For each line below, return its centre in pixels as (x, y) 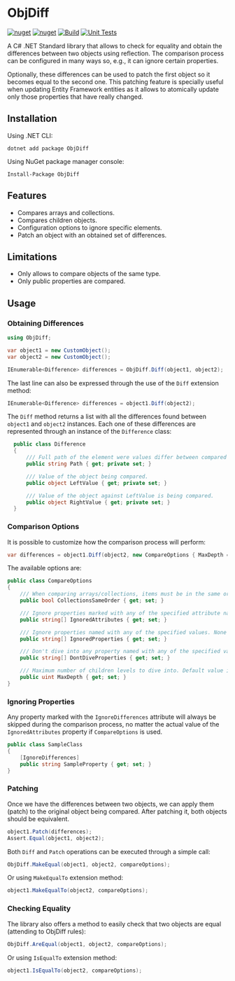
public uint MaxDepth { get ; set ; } (73, 678)
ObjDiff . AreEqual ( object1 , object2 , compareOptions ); (87, 944)
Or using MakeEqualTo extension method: (65, 878)
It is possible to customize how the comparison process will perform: (107, 542)
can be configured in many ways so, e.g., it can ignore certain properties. (113, 60)
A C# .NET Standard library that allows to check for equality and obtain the (115, 46)
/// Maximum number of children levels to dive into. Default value (122, 671)
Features (27, 196)
